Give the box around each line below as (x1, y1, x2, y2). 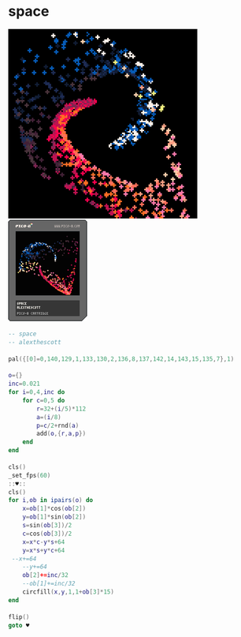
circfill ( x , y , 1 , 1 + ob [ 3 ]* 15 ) (22, 588, 114, 596)
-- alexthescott (8, 338, 61, 346)
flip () (8, 613, 30, 621)
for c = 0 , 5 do (22, 396, 65, 404)
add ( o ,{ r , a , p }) (36, 429, 87, 438)
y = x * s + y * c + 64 (22, 546, 65, 554)
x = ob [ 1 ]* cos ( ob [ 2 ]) (22, 504, 87, 513)
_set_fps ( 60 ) (8, 471, 51, 479)
